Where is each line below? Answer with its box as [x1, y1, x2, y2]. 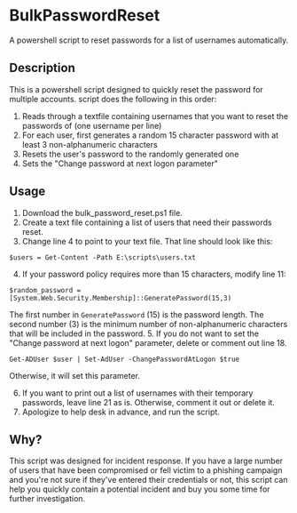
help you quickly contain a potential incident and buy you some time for [9, 484, 270, 494]
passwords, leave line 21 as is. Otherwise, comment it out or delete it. [21, 397, 275, 407]
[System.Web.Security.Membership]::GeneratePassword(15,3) [9, 293, 232, 302]
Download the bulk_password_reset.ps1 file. [21, 207, 184, 218]
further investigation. [9, 493, 86, 504]
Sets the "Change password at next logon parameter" [21, 157, 219, 169]
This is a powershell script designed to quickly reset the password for [9, 84, 263, 94]
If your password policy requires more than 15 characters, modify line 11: [21, 269, 286, 279]
